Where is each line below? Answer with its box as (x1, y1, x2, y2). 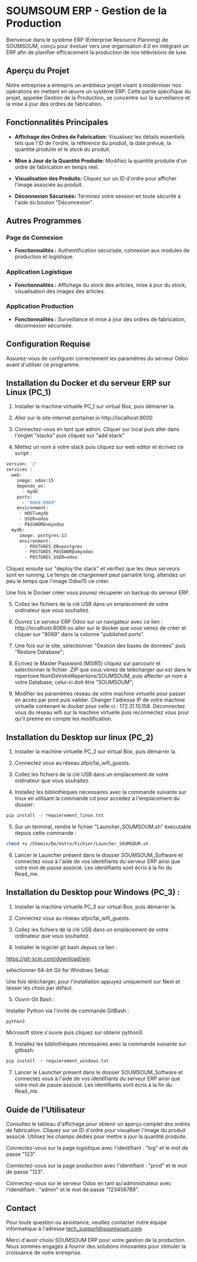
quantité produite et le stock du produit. (14, 146, 111, 153)
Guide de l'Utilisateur (6, 1104, 85, 1115)
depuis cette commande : (14, 829, 77, 836)
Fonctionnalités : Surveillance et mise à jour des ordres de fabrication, (14, 316, 186, 323)
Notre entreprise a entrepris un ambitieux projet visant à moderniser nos (6, 81, 181, 88)
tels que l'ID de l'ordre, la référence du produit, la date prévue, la (14, 139, 172, 146)
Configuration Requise (6, 339, 91, 349)
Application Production (6, 302, 74, 310)
